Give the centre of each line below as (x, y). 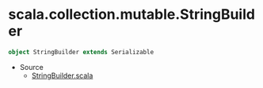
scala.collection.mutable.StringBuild (132, 15)
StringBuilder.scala (62, 75)
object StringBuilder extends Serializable (81, 52)
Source (31, 67)
